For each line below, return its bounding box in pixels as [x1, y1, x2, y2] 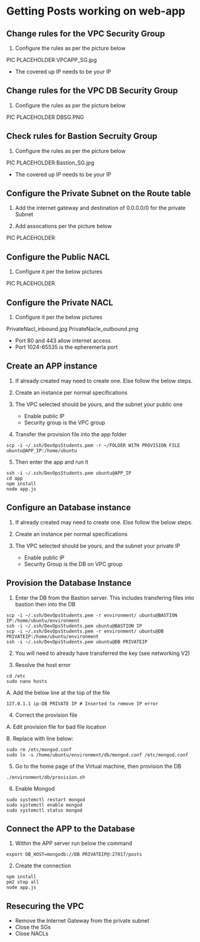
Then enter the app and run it [15, 458, 89, 466]
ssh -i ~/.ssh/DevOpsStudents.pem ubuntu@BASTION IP [6, 623, 142, 629]
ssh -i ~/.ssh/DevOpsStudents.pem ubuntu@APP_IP [6, 470, 132, 476]
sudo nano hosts [6, 678, 47, 684]
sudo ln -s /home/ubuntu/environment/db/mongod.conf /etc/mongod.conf [6, 751, 188, 758]
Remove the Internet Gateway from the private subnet [15, 917, 150, 924]
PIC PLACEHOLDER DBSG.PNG [6, 114, 84, 121]
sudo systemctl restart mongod [6, 796, 85, 802]
